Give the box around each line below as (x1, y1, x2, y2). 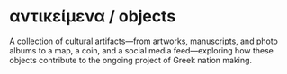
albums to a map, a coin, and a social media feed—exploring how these (9, 45, 274, 55)
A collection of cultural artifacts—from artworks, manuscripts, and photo (9, 36, 279, 46)
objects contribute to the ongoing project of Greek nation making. (9, 54, 253, 65)
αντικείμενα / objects (9, 6, 176, 27)
